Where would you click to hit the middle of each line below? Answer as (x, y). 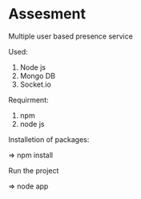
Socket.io (36, 84)
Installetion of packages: (49, 139)
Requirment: (29, 99)
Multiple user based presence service (71, 36)
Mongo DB (38, 75)
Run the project (34, 170)
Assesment (47, 14)
